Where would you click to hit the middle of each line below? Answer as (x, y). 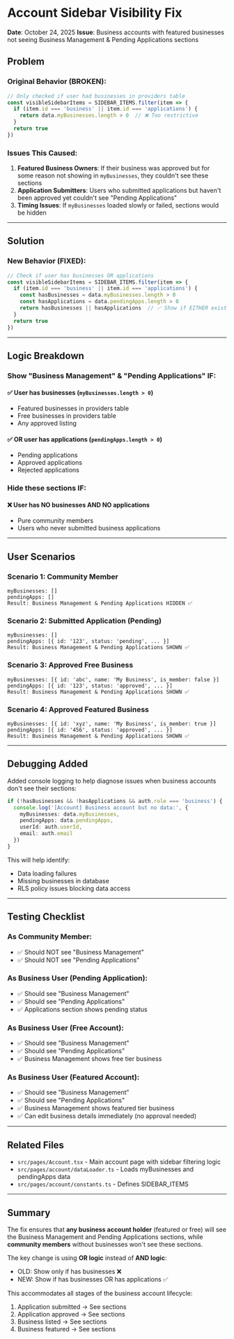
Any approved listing (47, 424)
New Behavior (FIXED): (47, 261)
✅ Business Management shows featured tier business (96, 1108)
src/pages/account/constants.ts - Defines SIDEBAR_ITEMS (103, 1184)
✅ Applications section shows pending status (82, 1009)
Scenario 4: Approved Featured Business (78, 709)
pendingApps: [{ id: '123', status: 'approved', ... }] (90, 686)
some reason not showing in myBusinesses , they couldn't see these (113, 175)
